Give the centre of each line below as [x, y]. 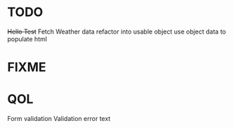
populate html [27, 38]
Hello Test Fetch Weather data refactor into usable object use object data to [117, 31]
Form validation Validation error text [59, 119]
